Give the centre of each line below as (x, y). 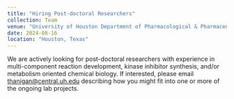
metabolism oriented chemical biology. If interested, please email (100, 74)
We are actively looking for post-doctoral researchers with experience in (111, 59)
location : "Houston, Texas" (48, 39)
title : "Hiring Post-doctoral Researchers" (71, 13)
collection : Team (32, 20)
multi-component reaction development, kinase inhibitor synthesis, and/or (114, 66)
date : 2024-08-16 (32, 33)
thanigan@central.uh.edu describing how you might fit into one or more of (114, 81)
